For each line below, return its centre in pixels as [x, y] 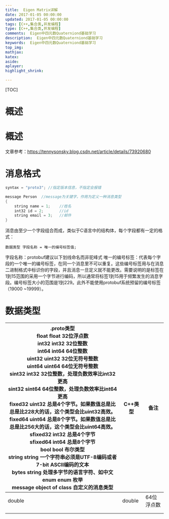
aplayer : [14, 66]
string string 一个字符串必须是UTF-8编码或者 [63, 457]
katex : [12, 57]
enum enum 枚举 [62, 480]
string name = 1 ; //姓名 [43, 206]
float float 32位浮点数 [63, 336]
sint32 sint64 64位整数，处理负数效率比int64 [63, 389]
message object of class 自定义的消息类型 [63, 488]
